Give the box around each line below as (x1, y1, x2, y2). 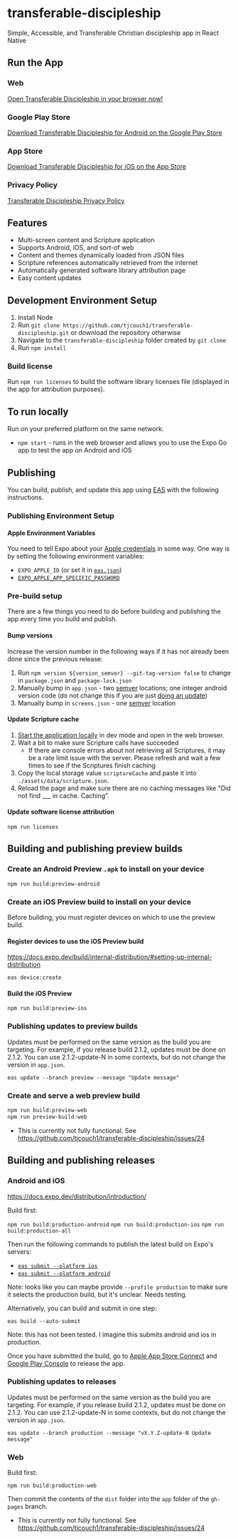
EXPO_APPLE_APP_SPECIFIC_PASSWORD (17, 575, 120, 582)
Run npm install (17, 343, 67, 352)
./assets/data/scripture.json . (17, 776, 109, 784)
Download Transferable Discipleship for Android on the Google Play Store (7, 128, 222, 137)
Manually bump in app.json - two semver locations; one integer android (17, 683, 227, 692)
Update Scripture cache (7, 715, 80, 724)
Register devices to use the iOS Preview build (7, 937, 144, 945)
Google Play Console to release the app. (7, 1359, 126, 1367)
